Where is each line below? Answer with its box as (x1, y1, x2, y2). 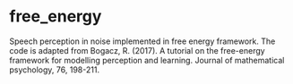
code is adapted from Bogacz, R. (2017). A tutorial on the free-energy (9, 45, 266, 55)
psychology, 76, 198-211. (9, 64, 100, 75)
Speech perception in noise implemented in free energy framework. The (9, 36, 276, 46)
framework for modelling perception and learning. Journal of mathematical (9, 55, 285, 65)
